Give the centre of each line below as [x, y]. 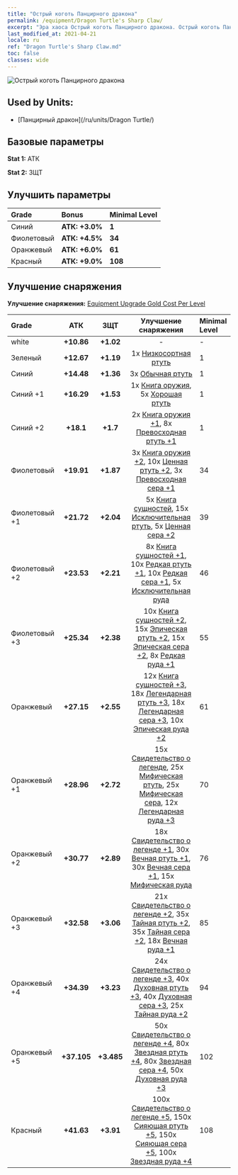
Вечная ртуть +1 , [161, 858]
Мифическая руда [161, 885]
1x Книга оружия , [161, 385]
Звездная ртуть [161, 1052]
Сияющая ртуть [161, 1126]
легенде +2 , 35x [161, 914]
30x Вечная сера [161, 867]
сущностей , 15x [161, 508]
